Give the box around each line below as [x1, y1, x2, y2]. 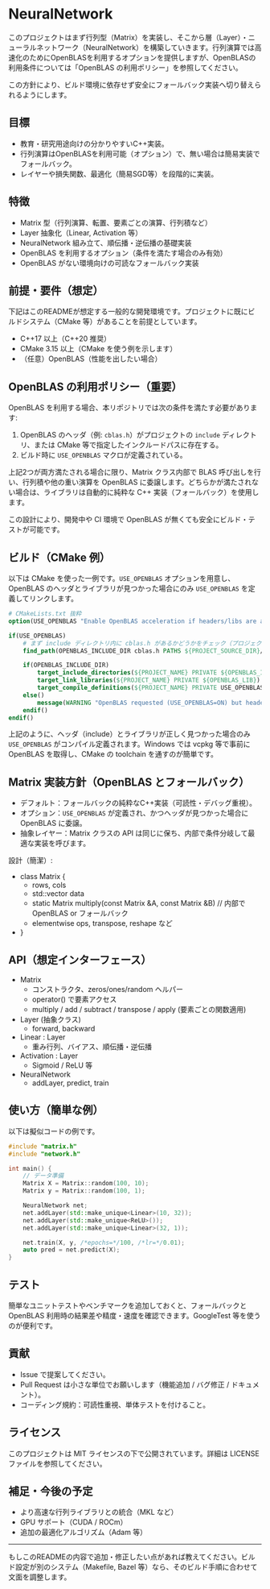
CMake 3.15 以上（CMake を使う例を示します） [19, 344, 178, 354]
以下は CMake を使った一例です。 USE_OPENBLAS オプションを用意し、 [8, 574, 235, 583]
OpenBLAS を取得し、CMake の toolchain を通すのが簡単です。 [8, 749, 219, 759]
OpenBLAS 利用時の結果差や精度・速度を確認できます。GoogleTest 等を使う [8, 1311, 261, 1320]
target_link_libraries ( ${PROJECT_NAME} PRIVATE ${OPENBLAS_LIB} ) [37, 676, 261, 685]
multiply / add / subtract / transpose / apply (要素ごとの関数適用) [31, 1005, 247, 1014]
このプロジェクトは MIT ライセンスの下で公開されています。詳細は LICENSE [8, 1448, 260, 1458]
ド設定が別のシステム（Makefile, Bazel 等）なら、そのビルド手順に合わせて [8, 1562, 258, 1572]
